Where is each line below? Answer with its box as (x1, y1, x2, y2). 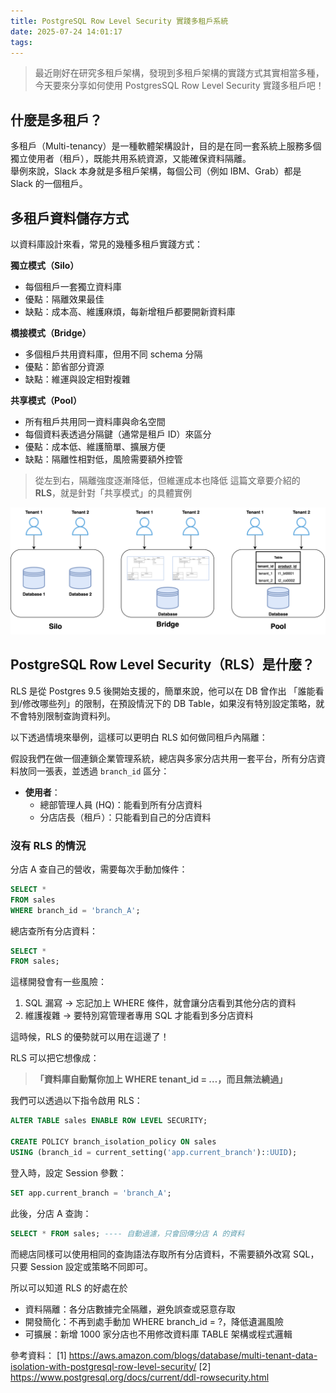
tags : (10, 37, 33, 47)
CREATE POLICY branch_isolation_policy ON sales (10, 1137, 217, 1147)
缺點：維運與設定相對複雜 (24, 373, 131, 385)
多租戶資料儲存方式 (10, 210, 129, 227)
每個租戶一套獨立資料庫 (24, 281, 122, 292)
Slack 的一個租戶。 (10, 178, 88, 190)
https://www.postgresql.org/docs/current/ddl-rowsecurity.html (10, 1371, 270, 1383)
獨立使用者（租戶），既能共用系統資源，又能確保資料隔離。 (10, 153, 252, 165)
